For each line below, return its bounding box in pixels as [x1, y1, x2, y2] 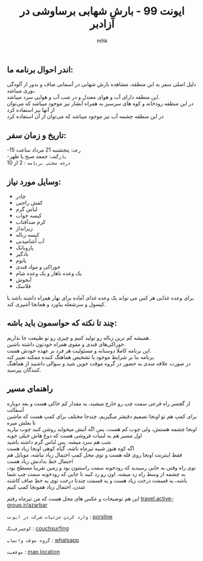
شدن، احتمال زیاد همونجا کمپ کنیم [7, 483, 85, 490]
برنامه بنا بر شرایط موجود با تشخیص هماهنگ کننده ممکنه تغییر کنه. [7, 353, 156, 361]
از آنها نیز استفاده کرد [7, 106, 55, 114]
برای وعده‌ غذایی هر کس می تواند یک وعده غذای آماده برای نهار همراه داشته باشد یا [7, 294, 194, 301]
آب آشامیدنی [15, 237, 45, 245]
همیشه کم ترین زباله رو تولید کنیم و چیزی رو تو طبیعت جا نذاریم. [7, 334, 150, 341]
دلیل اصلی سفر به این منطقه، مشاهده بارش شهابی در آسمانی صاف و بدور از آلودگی [7, 80, 196, 88]
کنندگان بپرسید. [7, 366, 42, 373]
